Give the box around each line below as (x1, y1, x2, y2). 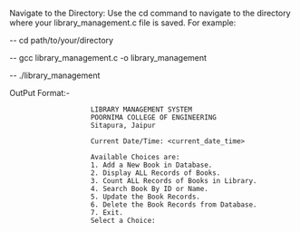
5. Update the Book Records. (90, 192, 201, 201)
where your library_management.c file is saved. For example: (9, 17, 237, 28)
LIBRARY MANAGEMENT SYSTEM (90, 105, 193, 114)
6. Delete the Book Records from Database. (90, 200, 257, 209)
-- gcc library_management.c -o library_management (9, 53, 207, 63)
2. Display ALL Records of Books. (90, 169, 221, 178)
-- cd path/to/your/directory (9, 35, 114, 45)
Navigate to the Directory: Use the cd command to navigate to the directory (9, 8, 292, 18)
